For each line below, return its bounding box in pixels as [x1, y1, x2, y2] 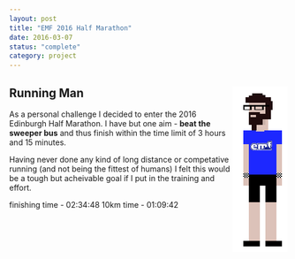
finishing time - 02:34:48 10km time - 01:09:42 [9, 199, 179, 209]
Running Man [9, 85, 84, 101]
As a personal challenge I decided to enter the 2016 [9, 109, 197, 119]
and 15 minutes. [9, 137, 66, 148]
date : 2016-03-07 [9, 33, 73, 42]
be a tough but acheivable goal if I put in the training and [9, 172, 215, 183]
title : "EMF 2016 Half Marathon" [9, 23, 132, 33]
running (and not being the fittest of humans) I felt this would [9, 164, 231, 174]
